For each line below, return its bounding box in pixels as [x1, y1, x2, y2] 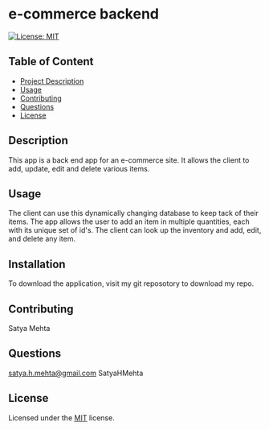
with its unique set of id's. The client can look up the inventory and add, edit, [8, 225, 262, 235]
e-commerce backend [8, 5, 159, 23]
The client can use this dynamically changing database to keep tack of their [8, 209, 259, 218]
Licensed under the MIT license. [8, 412, 115, 423]
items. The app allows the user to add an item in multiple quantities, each [8, 217, 251, 226]
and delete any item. [8, 234, 76, 244]
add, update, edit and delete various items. [8, 163, 150, 173]
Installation [8, 257, 66, 271]
